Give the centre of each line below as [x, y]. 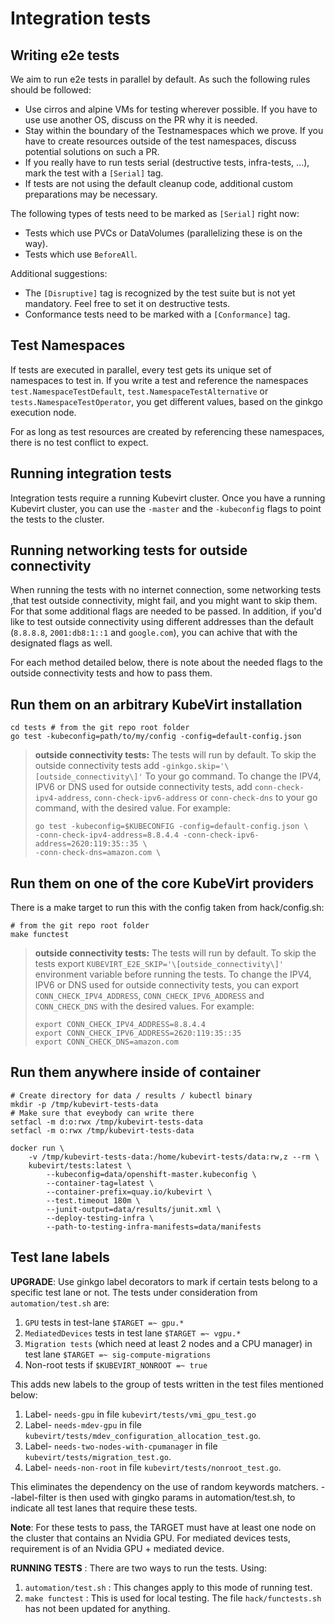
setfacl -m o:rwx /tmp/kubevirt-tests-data [102, 1130]
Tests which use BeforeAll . [81, 254]
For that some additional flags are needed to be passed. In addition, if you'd [166, 611]
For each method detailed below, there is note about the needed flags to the [166, 663]
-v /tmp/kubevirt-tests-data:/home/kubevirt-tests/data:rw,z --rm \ [174, 1157]
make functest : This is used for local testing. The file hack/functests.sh [173, 1598]
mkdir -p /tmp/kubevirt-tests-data [84, 1104]
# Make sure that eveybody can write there [102, 1113]
